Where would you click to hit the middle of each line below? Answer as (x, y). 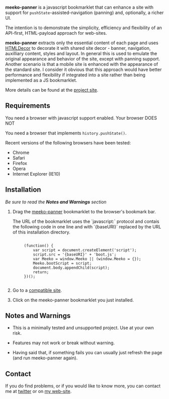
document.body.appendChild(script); (71, 268)
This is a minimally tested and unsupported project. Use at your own (83, 328)
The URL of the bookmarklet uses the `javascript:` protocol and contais (86, 221)
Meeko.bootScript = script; (62, 263)
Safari (19, 157)
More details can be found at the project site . (52, 90)
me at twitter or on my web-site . (38, 391)
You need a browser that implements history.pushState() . (66, 133)
